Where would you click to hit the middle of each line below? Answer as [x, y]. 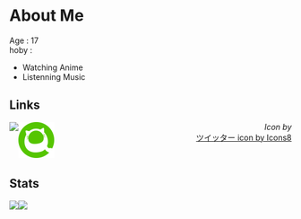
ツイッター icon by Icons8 [244, 137]
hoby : [21, 49]
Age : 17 [24, 40]
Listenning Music [54, 76]
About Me [47, 16]
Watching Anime [52, 67]
